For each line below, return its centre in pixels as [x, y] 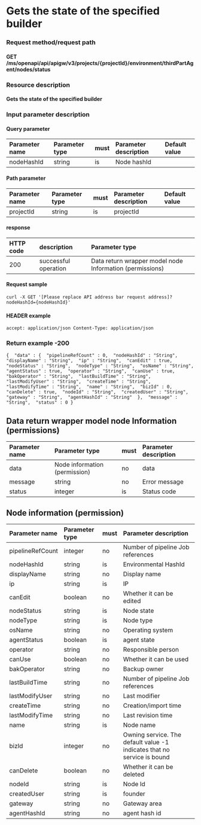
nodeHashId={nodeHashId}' [38, 302]
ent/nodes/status [28, 69]
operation [53, 268]
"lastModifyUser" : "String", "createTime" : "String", [79, 382]
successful [55, 261]
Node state [138, 611]
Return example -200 [38, 343]
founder [134, 794]
